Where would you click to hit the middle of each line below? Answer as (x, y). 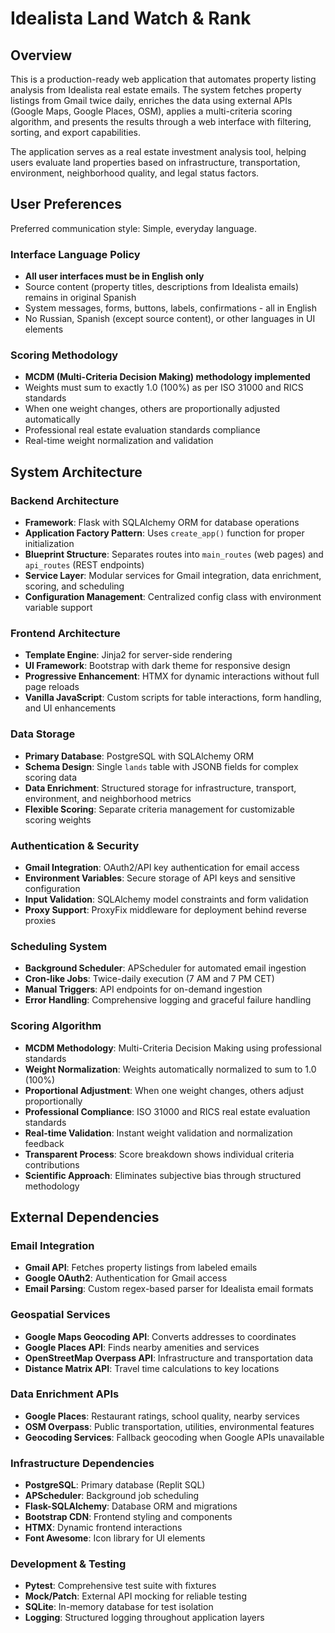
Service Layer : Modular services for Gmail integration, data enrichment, (173, 576)
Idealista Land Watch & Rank (131, 18)
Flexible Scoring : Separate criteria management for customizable (160, 809)
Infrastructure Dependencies (82, 1463)
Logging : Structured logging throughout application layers (144, 1618)
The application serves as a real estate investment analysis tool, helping (158, 151)
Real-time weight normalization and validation (119, 441)
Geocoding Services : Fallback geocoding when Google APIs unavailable (174, 1437)
